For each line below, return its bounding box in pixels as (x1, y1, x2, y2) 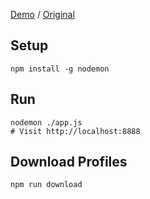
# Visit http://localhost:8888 (10, 126, 141, 136)
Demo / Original (10, 9, 75, 20)
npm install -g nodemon (10, 64, 110, 74)
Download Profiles (10, 154, 128, 171)
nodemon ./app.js (10, 117, 83, 128)
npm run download (10, 180, 83, 190)
